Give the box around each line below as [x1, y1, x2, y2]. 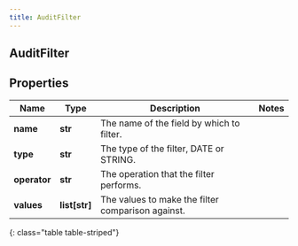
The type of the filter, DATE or [100, 142, 224, 155]
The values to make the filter [100, 193, 219, 205]
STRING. [100, 153, 136, 165]
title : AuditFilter [9, 12, 82, 22]
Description [149, 102, 201, 114]
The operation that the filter [100, 167, 215, 180]
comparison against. [100, 204, 185, 217]
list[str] [59, 198, 92, 211]
